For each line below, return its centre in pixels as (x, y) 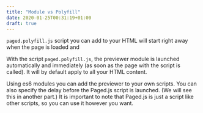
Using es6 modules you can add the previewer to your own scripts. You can (102, 84)
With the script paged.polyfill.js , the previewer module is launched (93, 59)
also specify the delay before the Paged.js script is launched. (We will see (99, 90)
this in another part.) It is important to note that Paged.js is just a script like (100, 97)
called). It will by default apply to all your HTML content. (77, 72)
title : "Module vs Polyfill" (43, 12)
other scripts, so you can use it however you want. (70, 103)
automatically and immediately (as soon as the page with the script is (93, 65)
